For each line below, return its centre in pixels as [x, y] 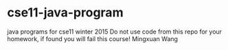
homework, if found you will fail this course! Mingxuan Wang [93, 38]
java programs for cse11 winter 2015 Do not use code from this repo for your [114, 32]
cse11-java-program [65, 13]
